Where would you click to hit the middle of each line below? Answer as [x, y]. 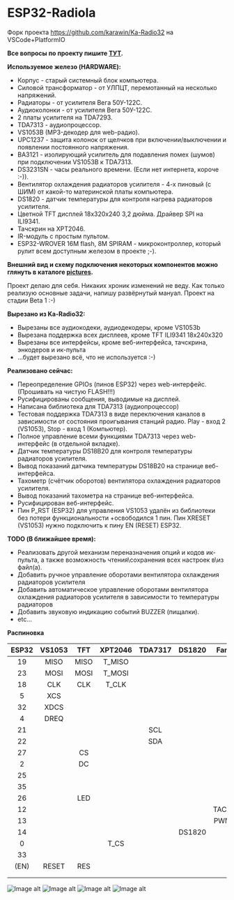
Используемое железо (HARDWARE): [64, 66]
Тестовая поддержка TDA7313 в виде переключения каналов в [111, 414]
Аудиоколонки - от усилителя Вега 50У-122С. [85, 110]
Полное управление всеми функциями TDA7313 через [98, 436]
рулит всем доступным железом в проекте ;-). [87, 251]
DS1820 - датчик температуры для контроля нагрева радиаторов [115, 199]
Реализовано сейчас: [40, 370]
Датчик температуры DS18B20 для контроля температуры [105, 451]
